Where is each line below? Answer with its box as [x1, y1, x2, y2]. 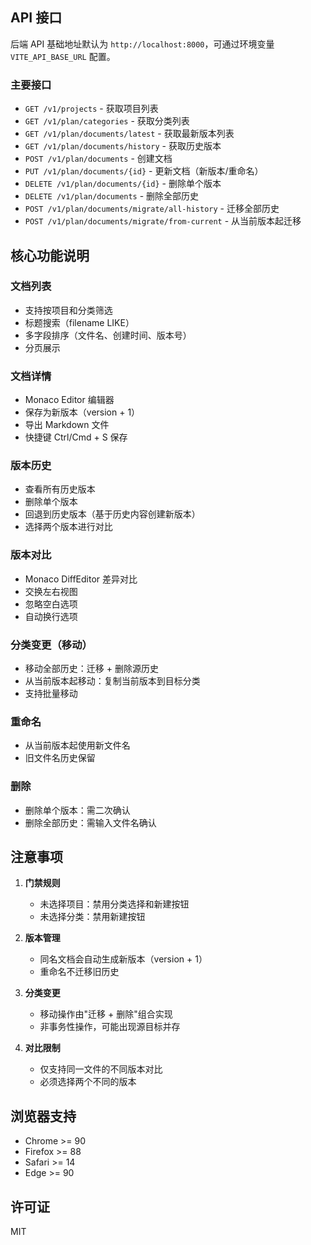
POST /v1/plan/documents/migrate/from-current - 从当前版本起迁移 [24, 215, 302, 227]
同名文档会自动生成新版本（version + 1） [39, 953, 208, 965]
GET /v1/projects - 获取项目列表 [24, 103, 159, 115]
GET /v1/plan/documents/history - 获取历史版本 [24, 140, 222, 152]
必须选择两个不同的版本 [39, 1076, 137, 1088]
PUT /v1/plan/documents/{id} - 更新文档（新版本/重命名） [24, 165, 264, 177]
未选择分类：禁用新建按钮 [39, 911, 146, 923]
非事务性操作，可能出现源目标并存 [39, 1021, 181, 1033]
